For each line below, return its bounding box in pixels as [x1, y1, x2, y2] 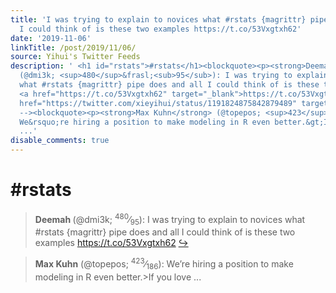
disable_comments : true [10, 136, 110, 146]
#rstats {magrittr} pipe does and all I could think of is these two [34, 226, 296, 238]
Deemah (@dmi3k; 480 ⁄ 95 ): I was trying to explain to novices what [34, 211, 306, 228]
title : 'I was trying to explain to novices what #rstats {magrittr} [10, 14, 307, 25]
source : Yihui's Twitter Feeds [10, 52, 141, 62]
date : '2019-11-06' [10, 33, 92, 43]
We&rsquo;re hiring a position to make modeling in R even [19, 117, 271, 127]
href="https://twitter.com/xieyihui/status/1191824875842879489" [19, 98, 298, 108]
